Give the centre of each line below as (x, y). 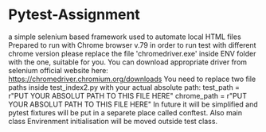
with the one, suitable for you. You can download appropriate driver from (128, 62)
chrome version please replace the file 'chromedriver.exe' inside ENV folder (132, 53)
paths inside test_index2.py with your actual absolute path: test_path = (124, 87)
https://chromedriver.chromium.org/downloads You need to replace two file (132, 79)
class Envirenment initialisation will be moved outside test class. (113, 121)
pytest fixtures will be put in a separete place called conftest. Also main (125, 112)
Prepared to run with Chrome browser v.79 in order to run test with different (132, 45)
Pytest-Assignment (74, 15)
